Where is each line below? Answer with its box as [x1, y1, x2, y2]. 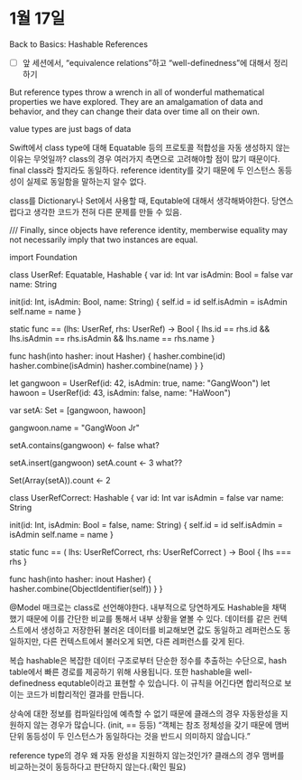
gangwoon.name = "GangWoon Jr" [9, 422, 140, 433]
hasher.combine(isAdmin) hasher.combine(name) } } [9, 361, 205, 371]
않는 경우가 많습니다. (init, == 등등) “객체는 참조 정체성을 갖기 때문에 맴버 [32, 719, 290, 730]
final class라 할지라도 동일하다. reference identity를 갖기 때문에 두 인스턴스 [9, 164, 277, 175]
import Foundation [9, 252, 78, 262]
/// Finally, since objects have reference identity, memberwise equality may [9, 225, 288, 235]
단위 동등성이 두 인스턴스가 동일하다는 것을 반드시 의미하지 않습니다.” [9, 731, 251, 741]
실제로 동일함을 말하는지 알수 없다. [25, 176, 147, 186]
